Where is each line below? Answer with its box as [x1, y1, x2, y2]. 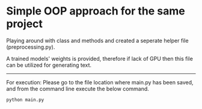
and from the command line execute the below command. [6, 85, 149, 92]
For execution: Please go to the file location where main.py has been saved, [6, 78, 194, 86]
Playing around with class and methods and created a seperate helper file [6, 37, 189, 44]
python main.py [6, 96, 44, 103]
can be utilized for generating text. [6, 61, 92, 69]
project [6, 17, 43, 31]
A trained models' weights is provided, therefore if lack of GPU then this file [6, 55, 194, 62]
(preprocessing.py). [6, 43, 55, 51]
